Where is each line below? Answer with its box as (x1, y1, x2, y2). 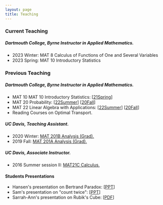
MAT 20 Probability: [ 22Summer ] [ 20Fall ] (12, 99, 96, 105)
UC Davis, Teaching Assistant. (5, 121, 69, 127)
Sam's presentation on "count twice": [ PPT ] (12, 189, 101, 195)
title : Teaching (5, 12, 38, 17)
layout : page (5, 7, 32, 12)
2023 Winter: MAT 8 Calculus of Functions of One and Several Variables (12, 52, 159, 58)
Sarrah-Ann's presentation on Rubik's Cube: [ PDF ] (12, 194, 114, 201)
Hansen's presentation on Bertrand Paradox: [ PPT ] (12, 184, 115, 190)
